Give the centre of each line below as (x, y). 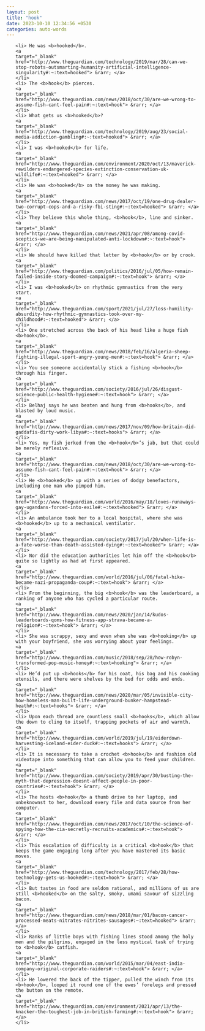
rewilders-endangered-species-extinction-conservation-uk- (92, 169)
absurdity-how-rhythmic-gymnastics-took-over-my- (80, 314)
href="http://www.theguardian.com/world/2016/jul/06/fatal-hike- (100, 577)
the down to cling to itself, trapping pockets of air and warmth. (103, 722)
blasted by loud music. (46, 411)
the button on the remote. (50, 991)
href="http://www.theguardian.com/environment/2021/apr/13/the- (99, 1006)
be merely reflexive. (43, 448)
